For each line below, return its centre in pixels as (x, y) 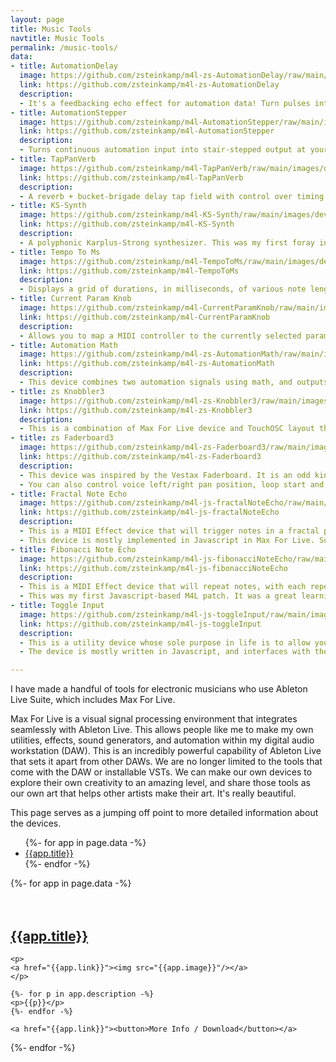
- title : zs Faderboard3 (62, 438)
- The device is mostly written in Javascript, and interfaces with (165, 652)
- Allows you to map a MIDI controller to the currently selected (160, 336)
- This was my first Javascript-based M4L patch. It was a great (158, 596)
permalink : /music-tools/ (64, 47)
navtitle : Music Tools (57, 38)
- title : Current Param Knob (71, 299)
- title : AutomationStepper (69, 112)
